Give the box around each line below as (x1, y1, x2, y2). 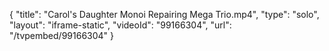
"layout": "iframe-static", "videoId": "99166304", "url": (9, 19, 232, 31)
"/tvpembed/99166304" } (9, 30, 115, 41)
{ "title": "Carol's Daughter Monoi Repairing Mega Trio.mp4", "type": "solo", (9, 9, 320, 20)
